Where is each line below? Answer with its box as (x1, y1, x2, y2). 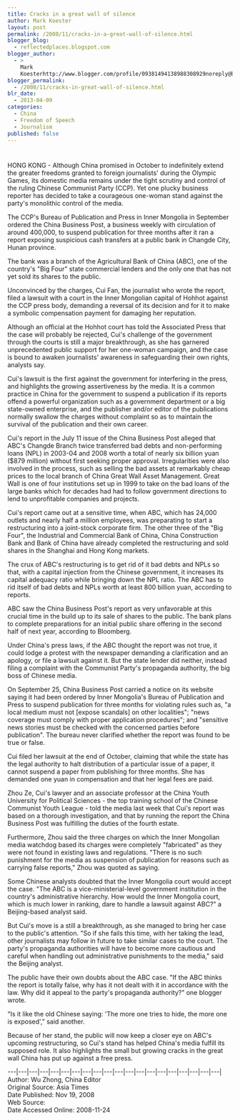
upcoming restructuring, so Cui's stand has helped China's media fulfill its (7, 1039, 225, 1047)
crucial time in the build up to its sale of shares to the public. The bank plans (7, 611, 232, 620)
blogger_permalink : (7, 76, 66, 84)
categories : (7, 104, 43, 111)
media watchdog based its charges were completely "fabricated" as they (7, 840, 223, 849)
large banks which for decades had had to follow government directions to (7, 486, 227, 495)
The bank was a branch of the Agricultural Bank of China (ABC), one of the (7, 256, 228, 265)
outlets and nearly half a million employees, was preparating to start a (7, 516, 213, 524)
